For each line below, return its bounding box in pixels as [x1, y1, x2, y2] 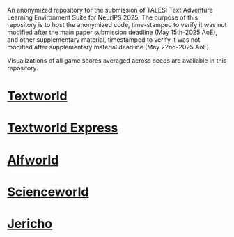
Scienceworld [7, 184, 89, 199]
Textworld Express [7, 120, 118, 136]
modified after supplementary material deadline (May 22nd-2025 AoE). [7, 43, 211, 51]
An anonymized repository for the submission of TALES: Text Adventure [7, 6, 214, 14]
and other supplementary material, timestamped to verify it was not [7, 36, 201, 44]
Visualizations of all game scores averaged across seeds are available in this [7, 56, 227, 65]
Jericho [7, 215, 53, 231]
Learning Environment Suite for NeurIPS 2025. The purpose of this [7, 13, 198, 22]
